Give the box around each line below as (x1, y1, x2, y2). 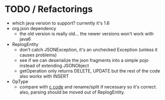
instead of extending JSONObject (19, 62, 89, 68)
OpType (12, 78, 29, 84)
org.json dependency (12, 25, 56, 31)
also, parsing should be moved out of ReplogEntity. (19, 89, 125, 95)
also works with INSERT (19, 73, 69, 79)
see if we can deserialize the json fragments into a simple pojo (19, 57, 149, 63)
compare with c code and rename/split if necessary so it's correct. (19, 83, 157, 89)
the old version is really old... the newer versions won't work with (19, 30, 154, 36)
